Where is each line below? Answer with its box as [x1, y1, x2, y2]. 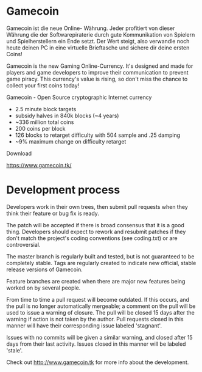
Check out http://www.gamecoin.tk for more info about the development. [6, 359, 189, 366]
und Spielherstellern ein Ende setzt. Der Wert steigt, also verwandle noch [6, 37, 190, 45]
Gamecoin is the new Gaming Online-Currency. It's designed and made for [6, 62, 193, 70]
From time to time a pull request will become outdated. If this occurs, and [6, 296, 190, 303]
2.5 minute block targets [15, 105, 77, 112]
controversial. [6, 241, 41, 248]
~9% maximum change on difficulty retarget [15, 137, 127, 145]
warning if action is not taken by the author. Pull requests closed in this [6, 315, 184, 323]
